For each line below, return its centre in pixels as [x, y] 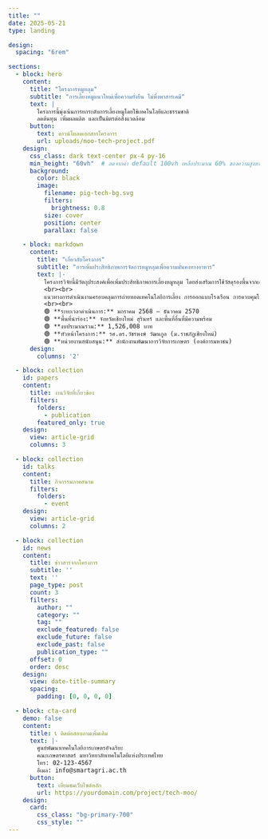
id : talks [39, 467]
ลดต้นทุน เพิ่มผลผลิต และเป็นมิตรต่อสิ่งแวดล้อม [91, 119]
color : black [59, 178]
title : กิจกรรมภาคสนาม [61, 481]
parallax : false [71, 230]
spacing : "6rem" [42, 53]
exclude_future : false [75, 637]
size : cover [63, 215]
